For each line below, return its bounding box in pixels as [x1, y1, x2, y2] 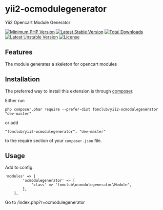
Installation [5, 75, 40, 84]
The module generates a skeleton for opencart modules [5, 61, 117, 67]
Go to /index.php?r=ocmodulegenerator [5, 199, 85, 205]
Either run [5, 97, 25, 103]
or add [5, 120, 19, 125]
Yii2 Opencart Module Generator [5, 19, 71, 25]
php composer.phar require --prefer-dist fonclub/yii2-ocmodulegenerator [5, 107, 159, 112]
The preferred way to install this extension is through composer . [5, 88, 134, 94]
